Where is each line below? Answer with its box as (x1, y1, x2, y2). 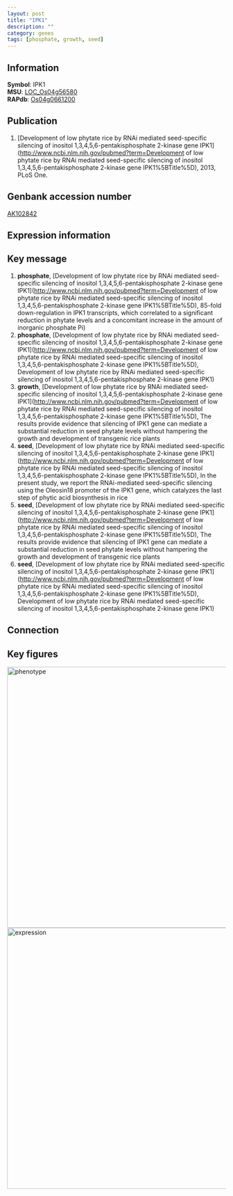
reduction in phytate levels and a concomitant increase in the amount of (17, 316, 223, 324)
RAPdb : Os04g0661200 (7, 95, 76, 103)
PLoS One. (17, 170, 49, 179)
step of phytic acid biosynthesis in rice (17, 493, 128, 502)
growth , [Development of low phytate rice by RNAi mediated (17, 382, 191, 390)
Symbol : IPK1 (7, 80, 46, 88)
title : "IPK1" (7, 17, 49, 24)
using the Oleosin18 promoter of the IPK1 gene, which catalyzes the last (17, 486, 222, 494)
